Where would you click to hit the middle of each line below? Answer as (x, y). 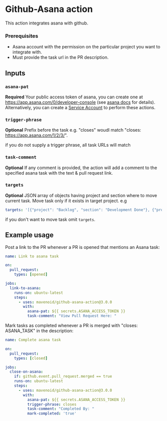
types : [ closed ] (31, 358)
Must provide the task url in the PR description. (60, 57)
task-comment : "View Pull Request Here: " (72, 316)
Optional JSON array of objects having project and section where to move (81, 195)
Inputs (15, 73)
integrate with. (27, 52)
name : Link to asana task (32, 256)
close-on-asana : (26, 372)
